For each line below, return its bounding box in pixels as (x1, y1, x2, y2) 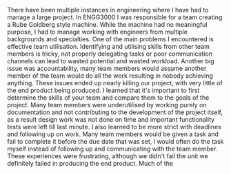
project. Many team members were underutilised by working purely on (7, 101, 207, 109)
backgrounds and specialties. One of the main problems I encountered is (7, 35, 214, 43)
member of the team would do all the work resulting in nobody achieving (7, 72, 214, 80)
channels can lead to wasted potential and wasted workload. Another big (7, 57, 215, 65)
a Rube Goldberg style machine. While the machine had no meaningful (7, 21, 208, 28)
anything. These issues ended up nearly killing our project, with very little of (7, 79, 223, 87)
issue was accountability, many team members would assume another (7, 65, 207, 72)
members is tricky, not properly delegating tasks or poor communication (7, 50, 212, 58)
